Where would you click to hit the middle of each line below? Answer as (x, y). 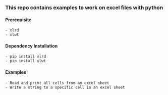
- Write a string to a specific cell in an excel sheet (65, 87)
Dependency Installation (32, 46)
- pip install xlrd (26, 57)
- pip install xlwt (26, 61)
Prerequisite (18, 20)
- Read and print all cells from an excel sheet (57, 83)
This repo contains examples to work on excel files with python (84, 8)
